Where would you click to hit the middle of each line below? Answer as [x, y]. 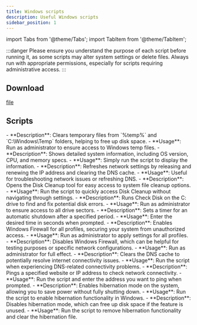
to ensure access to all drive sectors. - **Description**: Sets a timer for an [97, 210]
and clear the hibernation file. [42, 317]
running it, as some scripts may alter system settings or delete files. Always [98, 57]
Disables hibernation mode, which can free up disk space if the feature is [95, 304]
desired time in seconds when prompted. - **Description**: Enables [89, 223]
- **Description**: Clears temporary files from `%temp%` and [81, 135]
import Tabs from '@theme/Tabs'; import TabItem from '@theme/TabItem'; [96, 40]
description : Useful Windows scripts [52, 17]
